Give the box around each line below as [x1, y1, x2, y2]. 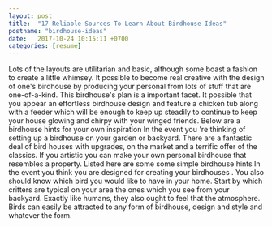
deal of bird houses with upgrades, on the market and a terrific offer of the [8, 142, 257, 152]
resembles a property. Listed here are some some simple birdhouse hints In [8, 159, 261, 169]
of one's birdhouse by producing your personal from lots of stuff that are [8, 82, 252, 92]
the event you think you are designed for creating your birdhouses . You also [8, 168, 265, 178]
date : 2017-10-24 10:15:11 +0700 [8, 34, 129, 43]
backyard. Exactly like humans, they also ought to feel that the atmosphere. [8, 194, 261, 203]
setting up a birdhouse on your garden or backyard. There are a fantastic [8, 133, 253, 143]
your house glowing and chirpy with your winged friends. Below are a [8, 116, 241, 126]
